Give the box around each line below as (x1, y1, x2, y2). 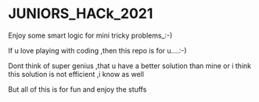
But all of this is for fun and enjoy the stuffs (8, 84, 147, 94)
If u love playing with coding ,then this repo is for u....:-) (8, 46, 187, 55)
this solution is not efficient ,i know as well (8, 69, 145, 78)
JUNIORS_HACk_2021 (8, 5, 153, 23)
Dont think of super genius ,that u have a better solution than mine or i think (8, 60, 252, 71)
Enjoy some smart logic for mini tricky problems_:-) (8, 31, 173, 40)
